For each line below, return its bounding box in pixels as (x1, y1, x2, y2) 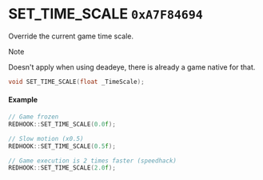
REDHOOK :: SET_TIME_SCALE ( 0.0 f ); (8, 120, 116, 128)
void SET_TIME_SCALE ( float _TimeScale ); (8, 78, 145, 86)
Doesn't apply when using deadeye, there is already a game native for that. (8, 62, 256, 72)
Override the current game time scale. (8, 31, 134, 41)
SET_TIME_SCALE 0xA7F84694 (8, 5, 204, 23)
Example (8, 95, 38, 105)
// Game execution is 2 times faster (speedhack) (8, 157, 177, 165)
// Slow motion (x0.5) (8, 134, 84, 142)
